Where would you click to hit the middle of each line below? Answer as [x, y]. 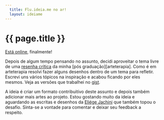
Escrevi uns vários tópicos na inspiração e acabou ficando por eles [73, 77]
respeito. [14, 113]
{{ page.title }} [35, 38]
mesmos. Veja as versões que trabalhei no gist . [53, 82]
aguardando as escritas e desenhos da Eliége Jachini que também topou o [80, 102]
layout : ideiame [26, 14]
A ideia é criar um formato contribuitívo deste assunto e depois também [78, 92]
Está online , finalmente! [29, 52]
